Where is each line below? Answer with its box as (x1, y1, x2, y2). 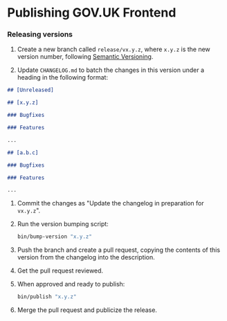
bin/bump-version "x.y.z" (17, 233, 92, 240)
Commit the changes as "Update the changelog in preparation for (17, 199, 204, 208)
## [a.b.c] (7, 149, 39, 156)
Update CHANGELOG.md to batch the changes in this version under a (17, 66, 204, 74)
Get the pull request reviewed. (17, 266, 104, 275)
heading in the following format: (17, 73, 109, 82)
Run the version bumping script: (17, 220, 109, 228)
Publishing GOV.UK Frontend (7, 5, 176, 21)
